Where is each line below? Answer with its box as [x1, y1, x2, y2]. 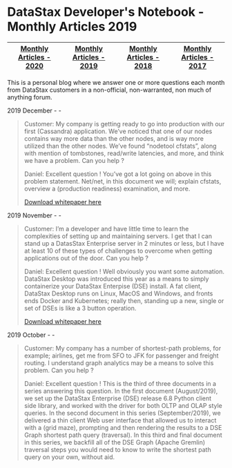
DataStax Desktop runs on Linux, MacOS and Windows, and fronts [23, 289, 213, 298]
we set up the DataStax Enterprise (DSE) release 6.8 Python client [23, 394, 212, 402]
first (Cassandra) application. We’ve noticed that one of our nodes [23, 127, 213, 135]
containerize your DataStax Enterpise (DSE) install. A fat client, [23, 282, 202, 290]
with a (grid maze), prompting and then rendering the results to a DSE [23, 423, 222, 431]
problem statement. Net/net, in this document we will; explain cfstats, [23, 177, 222, 185]
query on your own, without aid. [23, 453, 115, 461]
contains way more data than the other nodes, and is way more [23, 134, 204, 142]
